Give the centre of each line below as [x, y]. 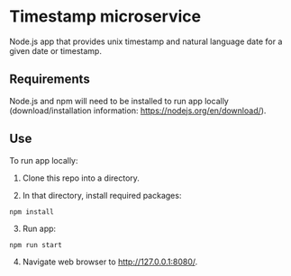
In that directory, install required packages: [102, 195]
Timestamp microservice [105, 17]
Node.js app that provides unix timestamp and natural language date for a [146, 41]
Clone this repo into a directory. [81, 178]
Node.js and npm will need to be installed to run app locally [119, 101]
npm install [32, 212]
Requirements [50, 80]
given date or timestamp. [55, 50]
